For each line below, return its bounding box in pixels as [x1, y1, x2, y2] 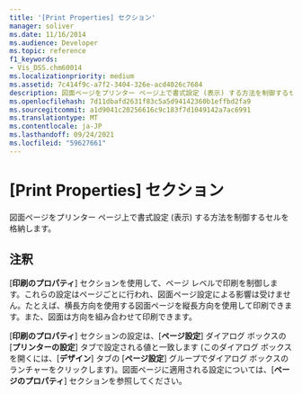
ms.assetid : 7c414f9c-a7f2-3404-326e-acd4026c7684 [9, 80, 203, 89]
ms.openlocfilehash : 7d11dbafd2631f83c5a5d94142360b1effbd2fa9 [9, 96, 252, 106]
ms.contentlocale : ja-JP [9, 122, 102, 131]
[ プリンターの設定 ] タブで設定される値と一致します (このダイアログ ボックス [9, 341, 292, 352]
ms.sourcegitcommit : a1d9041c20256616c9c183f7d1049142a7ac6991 [9, 105, 252, 114]
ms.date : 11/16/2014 [9, 30, 87, 39]
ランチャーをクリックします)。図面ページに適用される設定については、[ [9, 363, 275, 374]
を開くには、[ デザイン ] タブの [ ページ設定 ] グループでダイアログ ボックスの [9, 353, 289, 363]
